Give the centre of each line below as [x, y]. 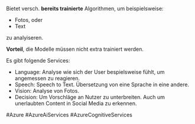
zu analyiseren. [25, 37]
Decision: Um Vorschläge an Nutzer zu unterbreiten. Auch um [90, 97]
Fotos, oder [29, 20]
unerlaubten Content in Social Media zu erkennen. [76, 103]
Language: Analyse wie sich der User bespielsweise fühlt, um [90, 72]
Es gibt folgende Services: [38, 61]
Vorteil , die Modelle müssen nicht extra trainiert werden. [75, 49]
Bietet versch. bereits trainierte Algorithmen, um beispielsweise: [85, 9]
